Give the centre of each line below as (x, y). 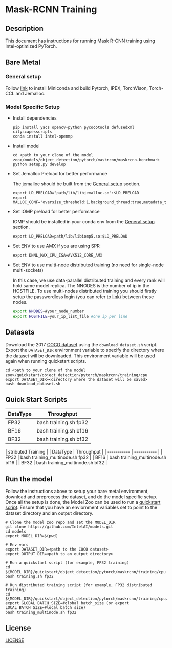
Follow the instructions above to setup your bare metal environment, (77, 492)
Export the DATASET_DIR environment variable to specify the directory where (85, 350)
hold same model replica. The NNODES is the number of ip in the (81, 285)
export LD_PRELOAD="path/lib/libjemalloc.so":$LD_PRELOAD (76, 193)
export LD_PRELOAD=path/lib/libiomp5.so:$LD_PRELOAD (70, 236)
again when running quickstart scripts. (46, 361)
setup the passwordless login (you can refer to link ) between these (83, 297)
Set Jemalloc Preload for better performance (60, 173)
